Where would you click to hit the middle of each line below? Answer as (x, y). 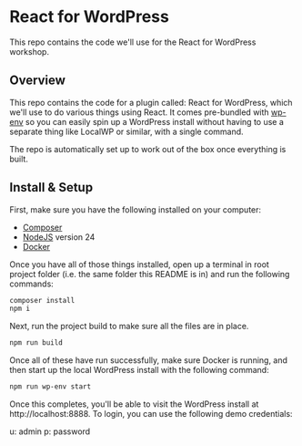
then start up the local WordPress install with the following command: (140, 370)
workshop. (30, 51)
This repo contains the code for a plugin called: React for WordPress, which (151, 102)
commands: (32, 284)
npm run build (36, 343)
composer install (42, 300)
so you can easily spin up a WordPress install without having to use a (155, 121)
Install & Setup (51, 187)
